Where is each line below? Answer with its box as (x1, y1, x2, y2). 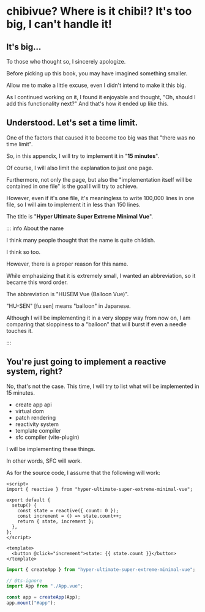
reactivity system (15, 420, 59, 428)
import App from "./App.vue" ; (6, 583, 84, 589)
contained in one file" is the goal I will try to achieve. (6, 182, 138, 190)
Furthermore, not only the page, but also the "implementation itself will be (6, 176, 192, 183)
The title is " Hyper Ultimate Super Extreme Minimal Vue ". (6, 212, 154, 220)
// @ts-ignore (6, 577, 43, 584)
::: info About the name (6, 225, 64, 232)
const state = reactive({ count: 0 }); (17, 507, 119, 513)
